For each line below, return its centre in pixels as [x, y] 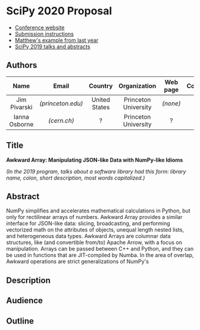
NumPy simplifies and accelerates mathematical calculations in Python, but [98, 211]
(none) [171, 103]
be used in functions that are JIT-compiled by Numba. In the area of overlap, [100, 255]
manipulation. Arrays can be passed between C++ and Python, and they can [100, 249]
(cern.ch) [61, 121]
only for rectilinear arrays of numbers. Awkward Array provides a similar [94, 217]
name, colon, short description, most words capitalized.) [76, 178]
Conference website [40, 27]
